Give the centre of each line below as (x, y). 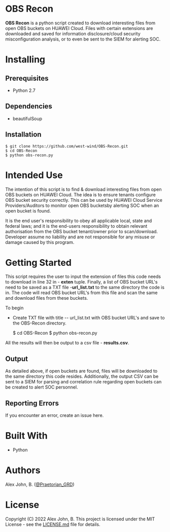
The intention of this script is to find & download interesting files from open (83, 189)
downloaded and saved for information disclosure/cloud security (73, 33)
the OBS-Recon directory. (40, 323)
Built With (26, 436)
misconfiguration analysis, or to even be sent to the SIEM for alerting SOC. (83, 39)
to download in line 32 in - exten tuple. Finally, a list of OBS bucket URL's (81, 282)
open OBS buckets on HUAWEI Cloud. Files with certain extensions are (79, 28)
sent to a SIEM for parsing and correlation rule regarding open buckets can (83, 382)
